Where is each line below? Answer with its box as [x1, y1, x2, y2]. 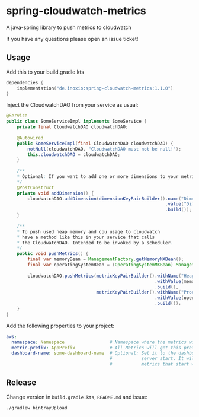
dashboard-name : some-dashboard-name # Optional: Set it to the [11, 350, 176, 356]
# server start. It [109, 356, 184, 362]
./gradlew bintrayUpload [6, 405, 68, 410]
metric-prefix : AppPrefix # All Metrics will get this [11, 345, 182, 351]
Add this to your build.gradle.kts [6, 68, 85, 75]
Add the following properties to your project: [6, 322, 114, 329]
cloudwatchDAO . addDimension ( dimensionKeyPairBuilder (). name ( [27, 196, 182, 202]
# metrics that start [109, 361, 190, 367]
